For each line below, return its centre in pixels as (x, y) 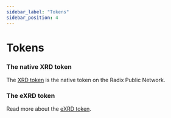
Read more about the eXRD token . (49, 109)
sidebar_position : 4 (33, 18)
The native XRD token (39, 66)
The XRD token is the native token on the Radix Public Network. (86, 80)
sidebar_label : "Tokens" (38, 12)
